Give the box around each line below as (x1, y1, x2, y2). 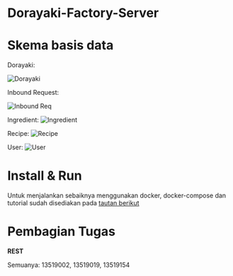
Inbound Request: (7, 88, 59, 97)
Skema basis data (7, 38, 114, 54)
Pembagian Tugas (7, 224, 115, 240)
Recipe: (7, 130, 30, 138)
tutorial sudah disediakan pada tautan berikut (7, 199, 140, 207)
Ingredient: (7, 115, 39, 125)
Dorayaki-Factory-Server (7, 5, 159, 21)
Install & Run (7, 168, 83, 184)
